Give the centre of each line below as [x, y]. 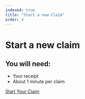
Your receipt [26, 76]
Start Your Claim [22, 92]
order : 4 [15, 19]
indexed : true [20, 10]
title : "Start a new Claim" [35, 15]
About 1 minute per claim [39, 82]
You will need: [28, 64]
